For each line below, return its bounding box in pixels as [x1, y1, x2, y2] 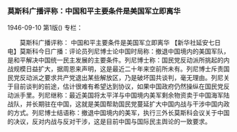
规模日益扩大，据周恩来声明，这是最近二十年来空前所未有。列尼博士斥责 [13, 65, 224, 73]
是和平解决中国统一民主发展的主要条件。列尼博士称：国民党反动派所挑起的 [7, 56, 224, 65]
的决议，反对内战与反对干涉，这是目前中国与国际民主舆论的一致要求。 [7, 117, 212, 126]
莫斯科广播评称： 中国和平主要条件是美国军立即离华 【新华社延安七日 [19, 39, 221, 47]
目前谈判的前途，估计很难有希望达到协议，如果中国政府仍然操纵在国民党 [13, 82, 224, 91]
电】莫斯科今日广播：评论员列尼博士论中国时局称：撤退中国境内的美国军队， [7, 47, 230, 55]
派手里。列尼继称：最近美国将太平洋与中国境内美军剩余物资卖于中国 [13, 91, 212, 100]
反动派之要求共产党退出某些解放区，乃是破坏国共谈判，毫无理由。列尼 [19, 74, 224, 82]
